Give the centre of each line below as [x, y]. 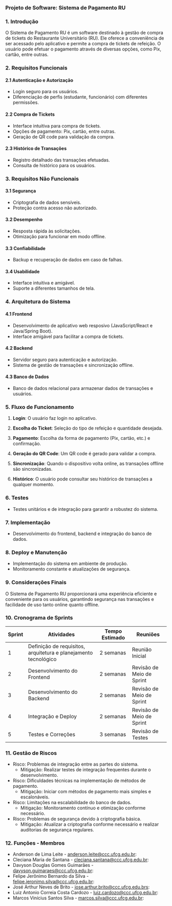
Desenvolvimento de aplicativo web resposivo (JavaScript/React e [82, 325]
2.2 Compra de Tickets [30, 114]
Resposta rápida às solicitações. [47, 231]
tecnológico [42, 659]
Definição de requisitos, [57, 646]
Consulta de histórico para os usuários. [54, 165]
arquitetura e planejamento [60, 652]
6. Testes [17, 498]
